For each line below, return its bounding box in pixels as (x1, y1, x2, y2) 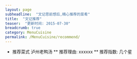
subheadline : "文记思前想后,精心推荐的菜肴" (5, 12, 90, 17)
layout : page (5, 7, 32, 12)
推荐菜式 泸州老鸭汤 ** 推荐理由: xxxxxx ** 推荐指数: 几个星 (12, 49, 133, 55)
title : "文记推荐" (5, 16, 42, 21)
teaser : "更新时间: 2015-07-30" (5, 21, 71, 26)
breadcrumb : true (5, 26, 41, 30)
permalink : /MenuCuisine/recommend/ (5, 35, 80, 40)
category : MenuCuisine (5, 30, 52, 35)
